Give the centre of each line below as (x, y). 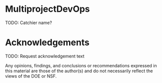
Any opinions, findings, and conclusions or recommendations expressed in (81, 65)
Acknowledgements (47, 42)
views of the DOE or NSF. (31, 76)
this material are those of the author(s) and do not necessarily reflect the (79, 71)
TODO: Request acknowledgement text (45, 56)
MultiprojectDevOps (48, 9)
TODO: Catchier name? (29, 23)
